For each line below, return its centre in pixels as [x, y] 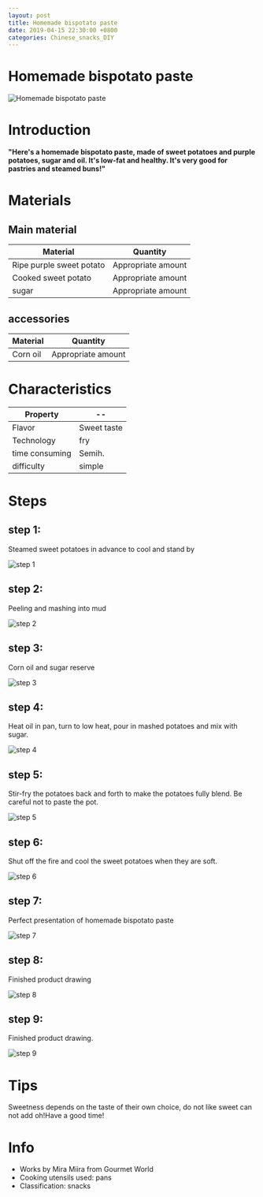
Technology [34, 440]
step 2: [26, 589]
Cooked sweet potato [52, 278]
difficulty [29, 466]
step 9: [26, 1019]
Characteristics [60, 389]
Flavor [24, 427]
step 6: [26, 842]
